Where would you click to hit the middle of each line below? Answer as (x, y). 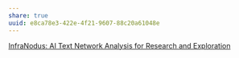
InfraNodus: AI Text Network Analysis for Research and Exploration (119, 45)
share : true (28, 15)
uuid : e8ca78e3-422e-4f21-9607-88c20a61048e (84, 23)
